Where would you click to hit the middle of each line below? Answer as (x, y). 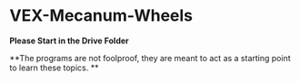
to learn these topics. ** (54, 68)
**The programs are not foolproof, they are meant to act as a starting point (150, 58)
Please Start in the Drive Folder (69, 41)
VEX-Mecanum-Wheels (101, 16)
